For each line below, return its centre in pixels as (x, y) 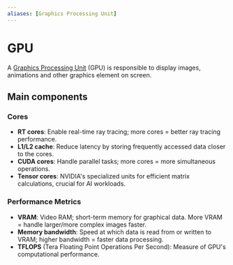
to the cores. (36, 154)
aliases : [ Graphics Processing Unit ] (62, 14)
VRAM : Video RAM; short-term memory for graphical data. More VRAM (120, 217)
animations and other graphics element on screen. (80, 75)
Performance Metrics (44, 202)
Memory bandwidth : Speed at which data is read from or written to (114, 232)
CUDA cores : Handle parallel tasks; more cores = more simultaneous (116, 162)
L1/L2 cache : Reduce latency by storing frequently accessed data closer (121, 146)
